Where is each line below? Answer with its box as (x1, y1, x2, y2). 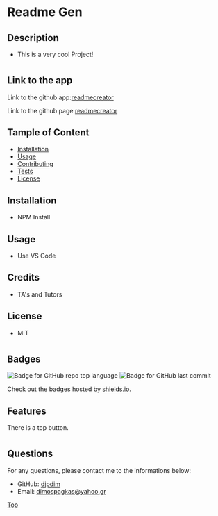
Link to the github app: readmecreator (7, 93, 115, 101)
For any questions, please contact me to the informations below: (7, 466, 192, 474)
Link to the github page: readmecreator (7, 106, 118, 115)
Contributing (17, 160, 53, 168)
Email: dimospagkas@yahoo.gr (17, 487, 106, 495)
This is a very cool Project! (17, 50, 94, 58)
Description (7, 32, 59, 44)
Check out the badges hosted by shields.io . (7, 385, 132, 393)
